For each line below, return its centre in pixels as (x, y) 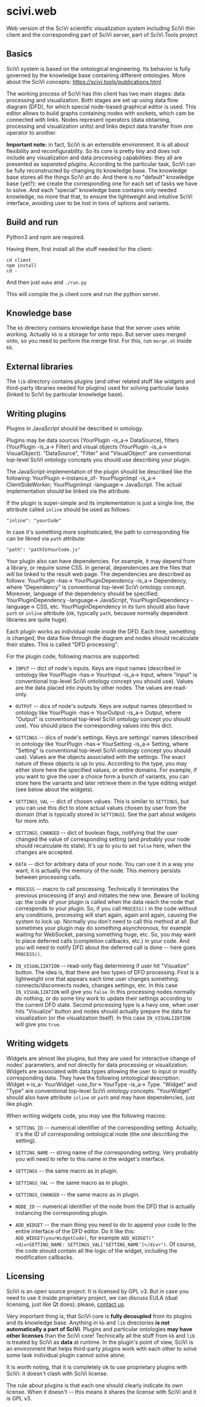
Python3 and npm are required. (46, 237)
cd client (19, 260)
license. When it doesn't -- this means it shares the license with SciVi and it (102, 1392)
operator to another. (32, 132)
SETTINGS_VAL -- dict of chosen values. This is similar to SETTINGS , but (102, 801)
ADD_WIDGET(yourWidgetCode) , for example (68, 1237)
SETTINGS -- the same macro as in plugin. (66, 1171)
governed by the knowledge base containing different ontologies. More (96, 75)
